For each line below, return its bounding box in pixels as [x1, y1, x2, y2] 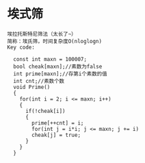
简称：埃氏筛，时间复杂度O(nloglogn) [7, 38, 103, 45]
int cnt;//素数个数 [13, 77, 65, 84]
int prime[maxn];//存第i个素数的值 [13, 70, 107, 77]
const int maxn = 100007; [13, 55, 88, 62]
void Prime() [13, 84, 51, 90]
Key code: [7, 44, 36, 51]
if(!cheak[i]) [25, 108, 66, 114]
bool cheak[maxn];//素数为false [13, 63, 103, 70]
